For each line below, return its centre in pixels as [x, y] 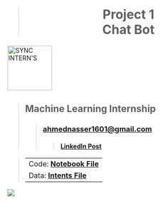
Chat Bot [128, 30]
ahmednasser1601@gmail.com [97, 129]
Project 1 [128, 15]
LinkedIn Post [81, 146]
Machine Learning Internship [90, 109]
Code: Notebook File [63, 164]
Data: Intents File [57, 175]
